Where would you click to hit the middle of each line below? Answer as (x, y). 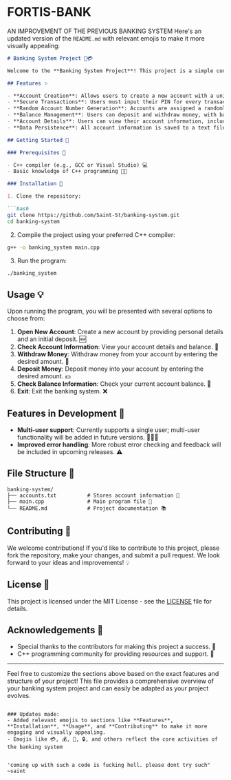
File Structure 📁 (41, 474)
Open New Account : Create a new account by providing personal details (120, 332)
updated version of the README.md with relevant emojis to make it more (106, 38)
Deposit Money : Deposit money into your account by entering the (110, 369)
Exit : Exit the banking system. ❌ (62, 391)
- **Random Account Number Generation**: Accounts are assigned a (104, 109)
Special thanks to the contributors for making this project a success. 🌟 (117, 647)
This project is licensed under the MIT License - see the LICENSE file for (109, 601)
